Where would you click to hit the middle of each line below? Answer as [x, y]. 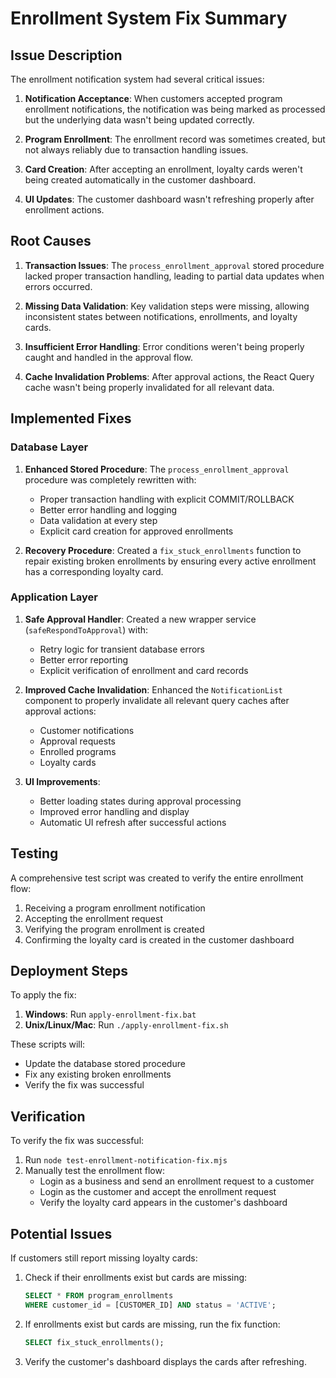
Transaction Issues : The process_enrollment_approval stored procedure [174, 265]
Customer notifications [87, 730]
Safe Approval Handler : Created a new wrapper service [140, 619]
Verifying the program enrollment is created [114, 929]
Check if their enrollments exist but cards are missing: [136, 1278]
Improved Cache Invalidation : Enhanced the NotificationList [153, 689]
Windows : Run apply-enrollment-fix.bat [110, 1014]
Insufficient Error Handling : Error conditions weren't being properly [164, 346]
